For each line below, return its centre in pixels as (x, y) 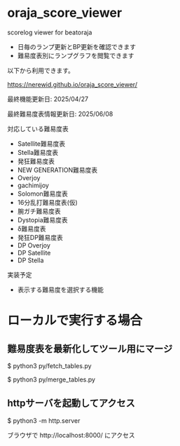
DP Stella (30, 260)
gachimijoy (33, 185)
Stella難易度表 (38, 152)
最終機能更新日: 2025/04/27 (48, 99)
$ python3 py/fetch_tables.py (50, 365)
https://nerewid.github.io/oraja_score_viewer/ (72, 84)
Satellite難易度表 (41, 143)
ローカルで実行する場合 (75, 321)
